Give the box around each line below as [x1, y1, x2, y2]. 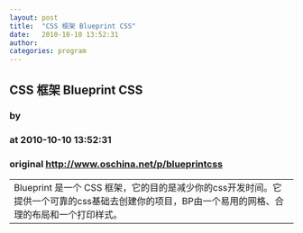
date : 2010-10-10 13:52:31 [9, 30, 119, 39]
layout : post [9, 13, 59, 22]
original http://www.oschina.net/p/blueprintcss [9, 158, 224, 171]
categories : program [9, 47, 87, 56]
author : [9, 38, 39, 48]
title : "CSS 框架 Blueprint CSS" [9, 22, 137, 31]
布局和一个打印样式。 [32, 209, 124, 221]
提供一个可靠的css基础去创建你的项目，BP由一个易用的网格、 [14, 195, 275, 208]
